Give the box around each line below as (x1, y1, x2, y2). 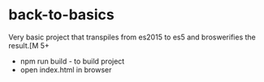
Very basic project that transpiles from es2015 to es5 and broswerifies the (8, 32, 256, 42)
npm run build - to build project (19, 56, 125, 66)
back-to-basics (8, 6, 115, 24)
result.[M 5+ (8, 40, 50, 50)
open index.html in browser (19, 64, 112, 74)
